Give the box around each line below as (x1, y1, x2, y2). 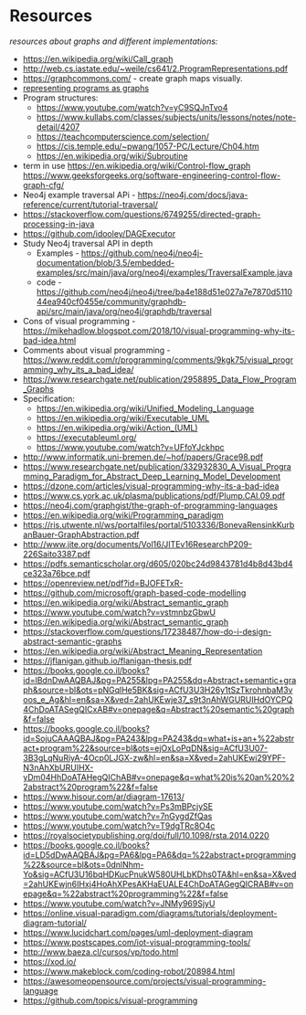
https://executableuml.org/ (36, 431, 137, 443)
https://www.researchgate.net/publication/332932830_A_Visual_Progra (22, 460, 292, 471)
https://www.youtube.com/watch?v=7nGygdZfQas (22, 810, 213, 821)
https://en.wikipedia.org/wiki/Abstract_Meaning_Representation (22, 645, 263, 656)
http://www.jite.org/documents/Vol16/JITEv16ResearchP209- (22, 538, 253, 549)
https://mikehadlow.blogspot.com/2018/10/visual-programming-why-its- (22, 325, 295, 336)
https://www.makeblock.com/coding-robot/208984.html (22, 966, 236, 977)
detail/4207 (36, 121, 80, 132)
